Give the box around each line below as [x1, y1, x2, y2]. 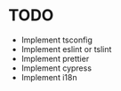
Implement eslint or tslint [20, 43, 112, 54]
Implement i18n [20, 72, 77, 82]
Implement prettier [20, 53, 90, 64]
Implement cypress [20, 63, 93, 73]
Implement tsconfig [20, 34, 93, 45]
